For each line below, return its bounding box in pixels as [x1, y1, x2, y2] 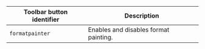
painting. [88, 33, 113, 41]
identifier [32, 15, 60, 24]
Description [124, 11, 160, 20]
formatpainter [9, 30, 51, 37]
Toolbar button [23, 8, 68, 16]
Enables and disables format [88, 25, 170, 34]
